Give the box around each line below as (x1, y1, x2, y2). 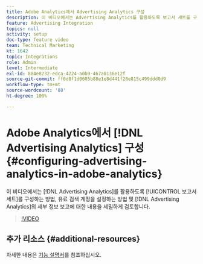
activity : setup (6, 31, 47, 37)
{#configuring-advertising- (6, 154, 147, 168)
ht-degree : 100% (6, 93, 47, 99)
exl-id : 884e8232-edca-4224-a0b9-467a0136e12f (6, 71, 126, 77)
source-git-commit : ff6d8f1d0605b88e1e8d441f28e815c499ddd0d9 (6, 76, 166, 82)
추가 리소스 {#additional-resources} (6, 234, 141, 244)
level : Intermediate (6, 64, 59, 71)
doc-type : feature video (6, 37, 69, 43)
